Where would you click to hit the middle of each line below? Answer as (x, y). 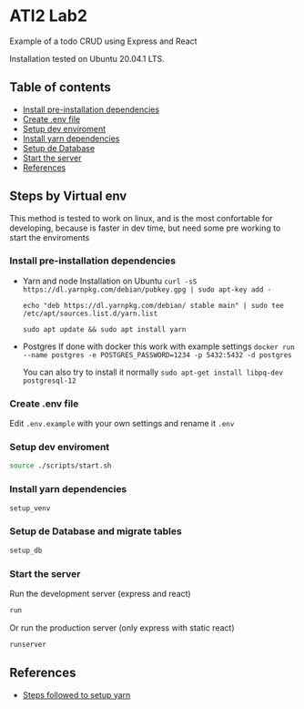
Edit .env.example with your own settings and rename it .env (122, 424)
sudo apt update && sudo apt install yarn (104, 329)
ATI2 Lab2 (49, 16)
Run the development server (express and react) (100, 593)
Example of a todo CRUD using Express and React (103, 41)
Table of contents (60, 87)
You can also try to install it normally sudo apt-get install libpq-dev (153, 372)
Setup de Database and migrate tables (96, 531)
